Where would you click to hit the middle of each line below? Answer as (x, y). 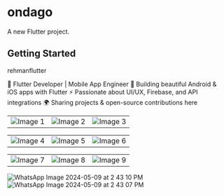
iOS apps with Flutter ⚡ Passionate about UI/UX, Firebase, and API (103, 92)
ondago (30, 12)
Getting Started (42, 54)
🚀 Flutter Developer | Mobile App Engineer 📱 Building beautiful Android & (112, 84)
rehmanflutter (27, 70)
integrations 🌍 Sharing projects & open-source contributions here (103, 102)
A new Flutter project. (38, 31)
